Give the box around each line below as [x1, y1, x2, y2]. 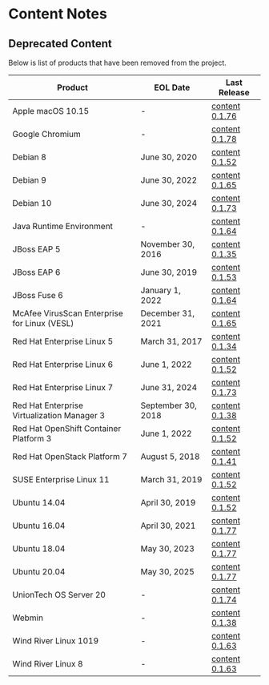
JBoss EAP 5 [12, 244, 61, 255]
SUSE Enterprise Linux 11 [12, 474, 110, 485]
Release [219, 87, 250, 98]
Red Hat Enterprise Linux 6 [12, 359, 114, 369]
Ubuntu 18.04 [12, 543, 66, 554]
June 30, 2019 [140, 267, 198, 277]
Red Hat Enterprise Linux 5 [12, 336, 114, 347]
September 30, [140, 400, 198, 411]
